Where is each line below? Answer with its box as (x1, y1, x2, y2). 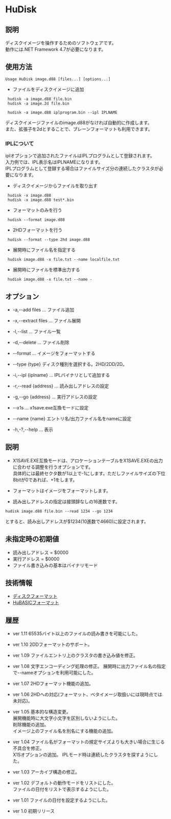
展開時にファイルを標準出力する (12, 267, 80, 273)
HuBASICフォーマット (12, 600, 60, 606)
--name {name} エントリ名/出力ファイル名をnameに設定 (12, 415, 132, 421)
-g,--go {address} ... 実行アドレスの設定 (12, 394, 97, 400)
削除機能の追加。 (12, 722, 49, 728)
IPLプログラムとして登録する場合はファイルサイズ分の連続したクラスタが (5, 166, 159, 172)
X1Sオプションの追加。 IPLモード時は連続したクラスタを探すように (12, 752, 154, 758)
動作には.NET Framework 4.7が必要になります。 (5, 46, 106, 52)
